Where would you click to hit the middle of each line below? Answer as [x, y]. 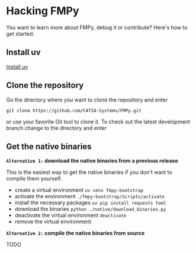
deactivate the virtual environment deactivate [70, 216]
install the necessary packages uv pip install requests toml [91, 203]
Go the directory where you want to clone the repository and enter [87, 100]
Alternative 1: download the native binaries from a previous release [92, 161]
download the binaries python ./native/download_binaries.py [90, 209]
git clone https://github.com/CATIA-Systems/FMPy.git [74, 110]
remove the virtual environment [53, 222]
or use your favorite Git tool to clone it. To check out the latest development [98, 121]
